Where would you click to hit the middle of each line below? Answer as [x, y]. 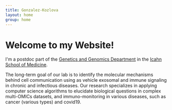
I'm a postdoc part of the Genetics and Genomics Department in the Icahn [83, 59]
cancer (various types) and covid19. [43, 102]
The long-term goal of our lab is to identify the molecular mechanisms [79, 75]
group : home [18, 20]
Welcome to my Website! [60, 45]
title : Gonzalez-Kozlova [32, 10]
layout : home [19, 15]
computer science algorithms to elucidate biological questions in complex [83, 91]
